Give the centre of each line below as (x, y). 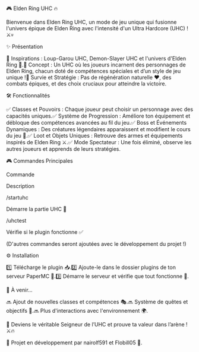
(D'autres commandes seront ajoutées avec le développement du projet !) (96, 244)
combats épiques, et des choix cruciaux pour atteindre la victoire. (86, 84)
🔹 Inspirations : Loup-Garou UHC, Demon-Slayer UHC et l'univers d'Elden (96, 58)
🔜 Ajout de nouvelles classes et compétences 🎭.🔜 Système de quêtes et (97, 302)
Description (20, 186)
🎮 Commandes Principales (40, 161)
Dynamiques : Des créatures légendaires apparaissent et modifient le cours (99, 129)
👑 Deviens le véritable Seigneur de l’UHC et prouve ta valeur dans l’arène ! (97, 324)
